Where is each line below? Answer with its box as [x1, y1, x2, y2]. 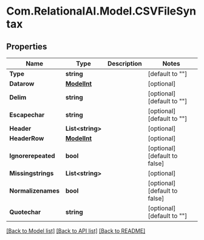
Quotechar [9, 208, 41, 216]
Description [107, 60, 143, 67]
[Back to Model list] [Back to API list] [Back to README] [6, 227, 146, 235]
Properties [6, 41, 47, 52]
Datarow [9, 80, 35, 87]
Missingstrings [9, 169, 54, 177]
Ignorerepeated [9, 152, 56, 160]
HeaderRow [9, 134, 44, 142]
